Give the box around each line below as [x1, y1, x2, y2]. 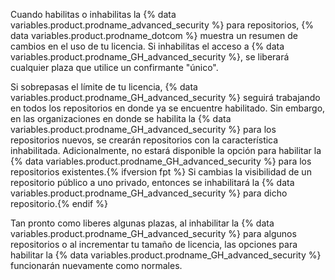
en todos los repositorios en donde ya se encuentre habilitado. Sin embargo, [10, 102, 326, 114]
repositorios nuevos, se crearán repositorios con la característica [10, 134, 279, 146]
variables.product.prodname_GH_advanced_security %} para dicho [10, 187, 288, 199]
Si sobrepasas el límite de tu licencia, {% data [10, 81, 198, 93]
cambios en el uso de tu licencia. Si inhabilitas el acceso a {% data [10, 40, 285, 52]
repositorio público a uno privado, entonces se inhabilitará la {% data [10, 177, 295, 188]
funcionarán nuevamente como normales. [10, 260, 183, 271]
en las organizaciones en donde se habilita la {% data [10, 113, 232, 124]
